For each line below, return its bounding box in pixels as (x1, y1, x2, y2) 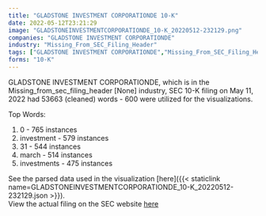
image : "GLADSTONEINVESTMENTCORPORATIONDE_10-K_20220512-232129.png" (8, 26, 243, 34)
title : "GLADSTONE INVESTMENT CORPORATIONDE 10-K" (8, 11, 179, 20)
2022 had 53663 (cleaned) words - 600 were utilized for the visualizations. (8, 94, 253, 104)
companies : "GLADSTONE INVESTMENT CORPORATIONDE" (8, 33, 176, 42)
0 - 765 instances (19, 124, 78, 135)
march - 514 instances (19, 150, 93, 159)
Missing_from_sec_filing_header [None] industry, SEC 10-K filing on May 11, (8, 85, 253, 95)
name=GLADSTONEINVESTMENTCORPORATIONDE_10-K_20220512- (8, 182, 234, 191)
